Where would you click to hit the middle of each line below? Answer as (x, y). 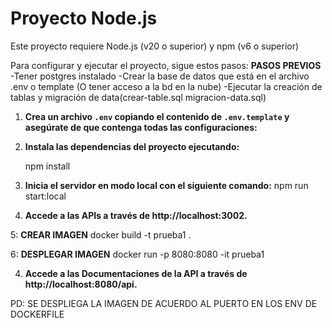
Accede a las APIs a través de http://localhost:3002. (136, 215)
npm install (47, 166)
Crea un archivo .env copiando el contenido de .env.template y (157, 116)
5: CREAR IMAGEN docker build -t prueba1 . (101, 234)
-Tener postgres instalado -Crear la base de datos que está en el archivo (160, 76)
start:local (45, 196)
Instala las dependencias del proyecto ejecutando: (132, 146)
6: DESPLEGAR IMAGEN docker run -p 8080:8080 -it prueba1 (137, 254)
